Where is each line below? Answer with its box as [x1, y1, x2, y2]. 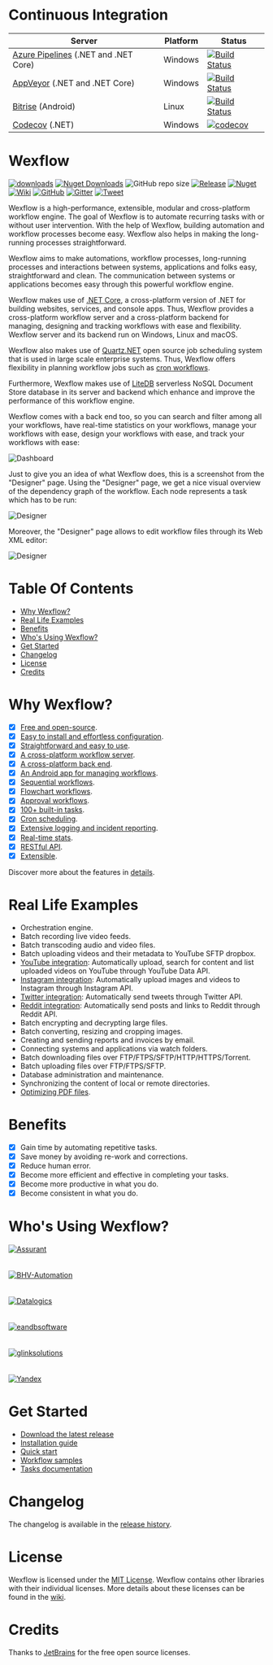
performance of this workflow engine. [8, 395, 136, 405]
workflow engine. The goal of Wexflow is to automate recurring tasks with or [8, 212, 265, 221]
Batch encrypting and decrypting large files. [19, 1017, 168, 1027]
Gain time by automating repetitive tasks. [19, 1142, 158, 1152]
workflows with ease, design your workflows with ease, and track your [8, 429, 245, 439]
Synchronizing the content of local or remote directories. [19, 1078, 210, 1088]
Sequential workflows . [19, 777, 95, 787]
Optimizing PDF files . [19, 1086, 91, 1096]
